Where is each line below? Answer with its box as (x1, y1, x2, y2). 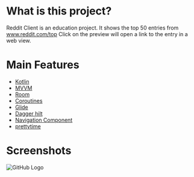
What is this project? (6, 4, 112, 18)
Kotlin (14, 78, 30, 85)
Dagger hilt (14, 110, 43, 117)
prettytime (14, 122, 41, 130)
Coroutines (14, 97, 43, 104)
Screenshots (6, 144, 72, 158)
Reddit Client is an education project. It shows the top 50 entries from (6, 24, 179, 31)
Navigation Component (14, 116, 73, 123)
